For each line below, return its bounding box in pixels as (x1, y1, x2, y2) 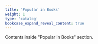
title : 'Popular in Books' (5, 7, 60, 12)
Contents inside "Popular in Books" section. (5, 34, 94, 40)
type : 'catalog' (5, 16, 38, 21)
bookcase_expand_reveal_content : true (5, 21, 84, 26)
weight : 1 (5, 12, 25, 17)
